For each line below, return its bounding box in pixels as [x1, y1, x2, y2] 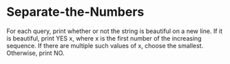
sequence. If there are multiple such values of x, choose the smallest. [6, 41, 204, 50]
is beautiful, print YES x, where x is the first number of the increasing [6, 34, 202, 42]
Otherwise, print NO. [6, 49, 65, 57]
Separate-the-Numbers [6, 4, 145, 20]
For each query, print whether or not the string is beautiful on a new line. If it [6, 27, 223, 35]
